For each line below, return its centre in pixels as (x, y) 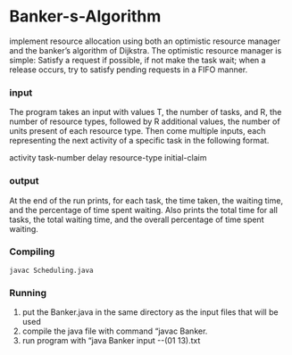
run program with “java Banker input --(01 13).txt (111, 341)
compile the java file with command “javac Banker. (115, 331)
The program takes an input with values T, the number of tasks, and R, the (146, 112)
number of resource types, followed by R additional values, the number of (145, 121)
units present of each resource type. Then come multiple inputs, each (138, 131)
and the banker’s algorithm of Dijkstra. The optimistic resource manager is (146, 50)
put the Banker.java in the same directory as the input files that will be (150, 312)
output (24, 181)
